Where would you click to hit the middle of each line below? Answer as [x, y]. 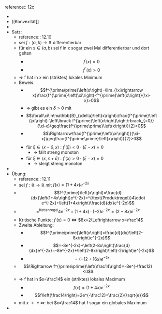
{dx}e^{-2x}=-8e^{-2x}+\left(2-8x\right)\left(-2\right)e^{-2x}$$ [91, 250]
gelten [25, 53]
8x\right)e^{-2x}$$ [92, 238]
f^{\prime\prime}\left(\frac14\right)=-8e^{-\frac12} [103, 266]
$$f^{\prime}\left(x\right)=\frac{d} [88, 193]
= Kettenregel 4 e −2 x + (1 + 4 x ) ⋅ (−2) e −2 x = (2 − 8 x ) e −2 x [88, 211]
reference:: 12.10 [35, 37]
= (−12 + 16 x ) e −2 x [92, 258]
